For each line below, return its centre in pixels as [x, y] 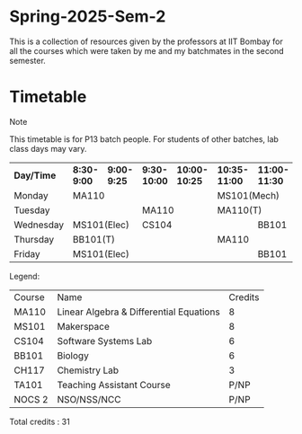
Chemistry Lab [88, 370]
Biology [73, 355]
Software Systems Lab [105, 341]
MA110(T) [240, 210]
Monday [31, 195]
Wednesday [39, 225]
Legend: [25, 276]
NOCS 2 [31, 399]
